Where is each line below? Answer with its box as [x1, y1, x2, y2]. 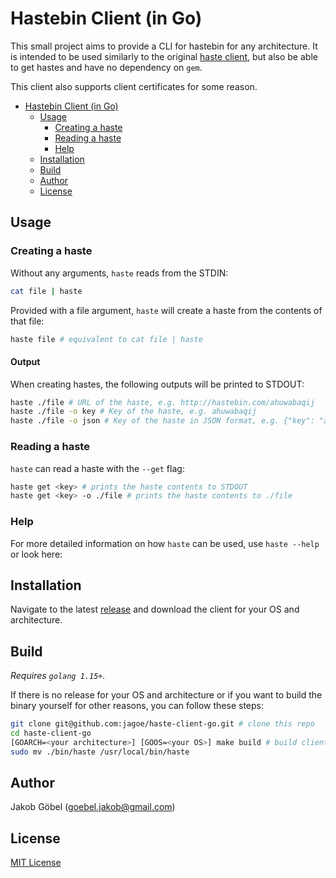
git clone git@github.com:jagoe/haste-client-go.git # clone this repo [10, 719, 315, 729]
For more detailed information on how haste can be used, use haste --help [10, 537, 320, 549]
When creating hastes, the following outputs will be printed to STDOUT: [10, 378, 305, 390]
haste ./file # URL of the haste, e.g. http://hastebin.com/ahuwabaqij [10, 397, 315, 407]
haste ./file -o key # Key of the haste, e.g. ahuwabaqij [10, 407, 257, 417]
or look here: [10, 548, 63, 560]
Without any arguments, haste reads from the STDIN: [10, 267, 229, 279]
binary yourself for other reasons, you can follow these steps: [10, 700, 264, 712]
